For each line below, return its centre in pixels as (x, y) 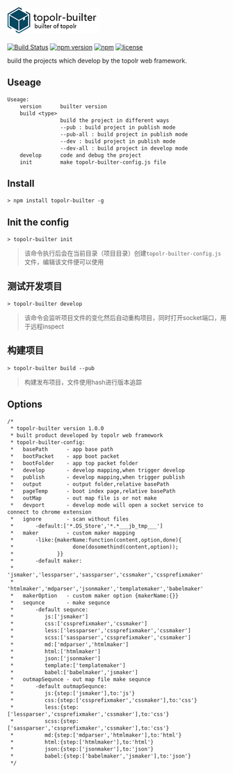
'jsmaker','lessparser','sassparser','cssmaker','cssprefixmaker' (105, 575)
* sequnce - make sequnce (60, 603)
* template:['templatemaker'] (68, 665)
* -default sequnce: (49, 610)
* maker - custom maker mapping (73, 533)
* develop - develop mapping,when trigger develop (98, 470)
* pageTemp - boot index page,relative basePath (93, 491)
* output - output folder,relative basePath (90, 484)
